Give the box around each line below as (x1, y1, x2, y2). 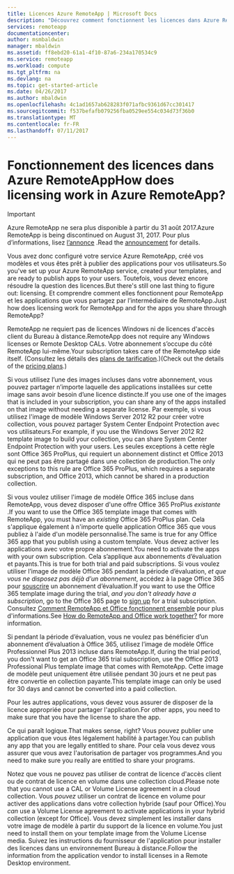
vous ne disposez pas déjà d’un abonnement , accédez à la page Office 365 (7, 574, 225, 583)
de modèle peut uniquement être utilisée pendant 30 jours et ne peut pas (7, 670, 217, 678)
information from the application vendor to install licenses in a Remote (7, 852, 208, 860)
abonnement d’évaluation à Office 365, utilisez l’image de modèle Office (7, 640, 214, 648)
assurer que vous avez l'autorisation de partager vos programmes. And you (7, 749, 223, 757)
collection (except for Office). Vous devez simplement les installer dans (7, 815, 212, 823)
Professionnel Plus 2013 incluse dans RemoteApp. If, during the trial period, (7, 648, 221, 656)
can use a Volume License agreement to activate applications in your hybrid (7, 807, 225, 815)
